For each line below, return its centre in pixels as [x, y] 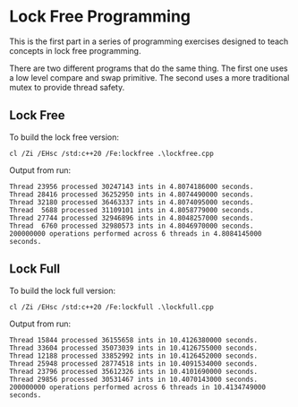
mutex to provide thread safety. [67, 87]
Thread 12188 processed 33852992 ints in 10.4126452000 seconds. [133, 356]
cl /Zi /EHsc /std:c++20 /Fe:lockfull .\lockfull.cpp [112, 307]
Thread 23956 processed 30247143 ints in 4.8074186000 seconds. [132, 186]
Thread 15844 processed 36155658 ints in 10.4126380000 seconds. [133, 340]
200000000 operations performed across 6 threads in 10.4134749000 [138, 387]
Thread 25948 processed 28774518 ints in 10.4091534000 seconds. [133, 364]
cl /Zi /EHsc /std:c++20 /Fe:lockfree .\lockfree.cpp [112, 153]
